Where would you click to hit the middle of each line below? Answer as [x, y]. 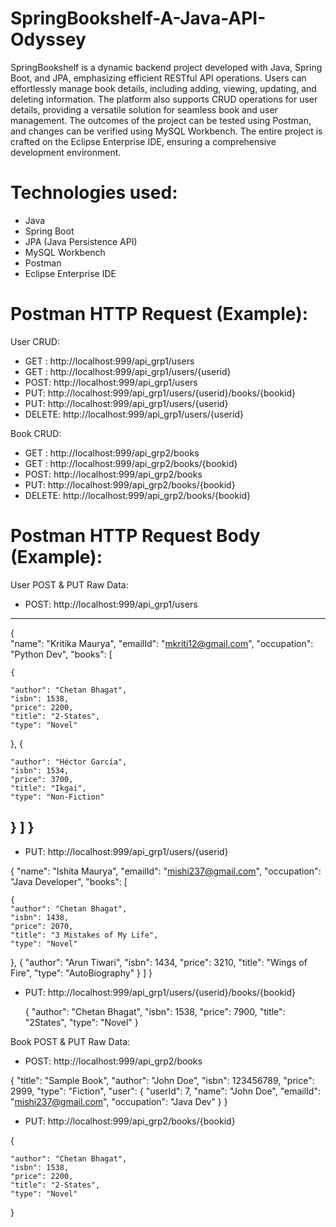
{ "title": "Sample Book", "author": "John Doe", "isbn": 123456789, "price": [162, 1080]
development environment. [66, 152]
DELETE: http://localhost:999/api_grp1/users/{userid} [134, 414]
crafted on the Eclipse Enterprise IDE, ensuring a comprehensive [143, 141]
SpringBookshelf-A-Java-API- [138, 18]
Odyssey [48, 39]
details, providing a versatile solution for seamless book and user [144, 109]
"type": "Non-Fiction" [57, 797]
